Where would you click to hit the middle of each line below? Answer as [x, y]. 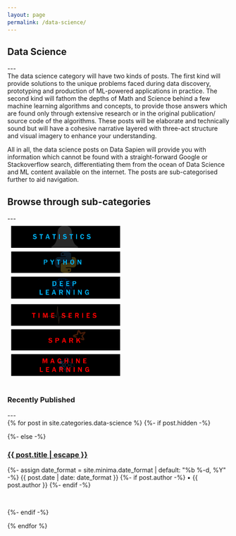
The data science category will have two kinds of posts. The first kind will [114, 76]
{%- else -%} [27, 436]
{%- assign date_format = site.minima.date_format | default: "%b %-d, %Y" [117, 470]
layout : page [26, 15]
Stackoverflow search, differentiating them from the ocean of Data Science [116, 165]
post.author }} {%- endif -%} [49, 485]
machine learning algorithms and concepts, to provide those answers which [117, 106]
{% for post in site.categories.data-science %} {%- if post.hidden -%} [109, 423]
